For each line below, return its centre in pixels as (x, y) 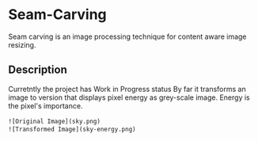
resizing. (22, 44)
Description (38, 70)
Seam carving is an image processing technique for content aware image (127, 36)
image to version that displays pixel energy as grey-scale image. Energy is (129, 97)
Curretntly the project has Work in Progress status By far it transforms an (127, 89)
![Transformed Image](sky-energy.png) (72, 129)
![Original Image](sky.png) (55, 121)
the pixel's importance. (46, 105)
